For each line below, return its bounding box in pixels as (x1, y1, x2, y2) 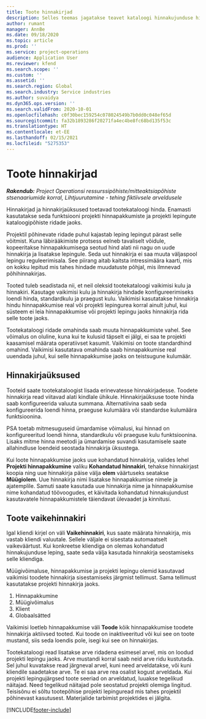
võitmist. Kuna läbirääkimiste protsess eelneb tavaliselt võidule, (6, 237, 166, 245)
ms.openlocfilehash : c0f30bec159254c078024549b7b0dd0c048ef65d (6, 112, 172, 118)
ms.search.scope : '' (6, 66, 59, 73)
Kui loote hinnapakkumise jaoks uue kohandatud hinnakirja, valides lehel (6, 456, 189, 463)
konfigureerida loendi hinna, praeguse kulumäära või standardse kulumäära (6, 406, 197, 414)
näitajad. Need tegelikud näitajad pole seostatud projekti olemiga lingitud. (6, 682, 192, 689)
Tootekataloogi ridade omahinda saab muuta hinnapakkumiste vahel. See (6, 326, 191, 334)
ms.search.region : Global (6, 84, 72, 90)
